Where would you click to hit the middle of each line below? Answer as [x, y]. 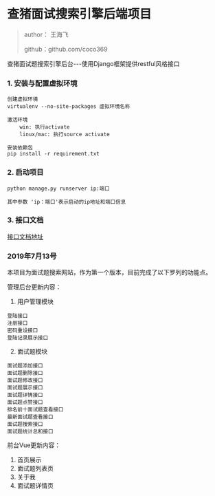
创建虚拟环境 [23, 99]
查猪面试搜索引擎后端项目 [80, 14]
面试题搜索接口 [25, 424]
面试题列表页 [35, 468]
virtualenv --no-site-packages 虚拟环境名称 [69, 107]
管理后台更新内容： [34, 287]
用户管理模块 [35, 302]
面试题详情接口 [25, 395]
